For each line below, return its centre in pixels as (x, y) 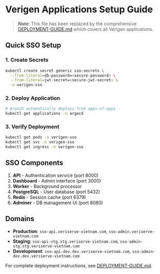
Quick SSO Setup (33, 45)
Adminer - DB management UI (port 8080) (58, 203)
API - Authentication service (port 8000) (56, 175)
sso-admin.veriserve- (132, 232)
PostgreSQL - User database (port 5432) (56, 192)
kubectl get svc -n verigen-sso (40, 142)
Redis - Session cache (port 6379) (49, 197)
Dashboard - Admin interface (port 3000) (57, 180)
